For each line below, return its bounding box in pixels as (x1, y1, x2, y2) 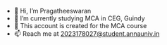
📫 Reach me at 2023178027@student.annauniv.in (13, 30, 160, 38)
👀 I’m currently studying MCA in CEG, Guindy (13, 14, 146, 22)
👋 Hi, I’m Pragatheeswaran (13, 7, 92, 15)
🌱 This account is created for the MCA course (13, 22, 147, 30)
